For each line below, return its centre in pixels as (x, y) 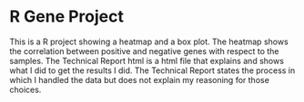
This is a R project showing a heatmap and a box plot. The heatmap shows (149, 42)
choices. (25, 89)
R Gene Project (67, 17)
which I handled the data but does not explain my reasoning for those (140, 79)
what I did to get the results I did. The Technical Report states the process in (152, 70)
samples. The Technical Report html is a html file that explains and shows (147, 60)
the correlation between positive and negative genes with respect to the (144, 51)
